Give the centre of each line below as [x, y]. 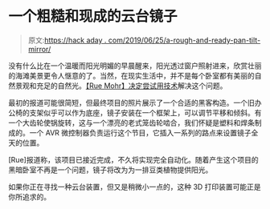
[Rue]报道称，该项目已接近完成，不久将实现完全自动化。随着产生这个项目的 [133, 159]
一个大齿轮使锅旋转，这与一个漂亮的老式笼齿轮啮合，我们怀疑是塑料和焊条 [131, 123]
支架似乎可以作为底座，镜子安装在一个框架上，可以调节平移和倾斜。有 [145, 112]
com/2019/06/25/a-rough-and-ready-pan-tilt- [184, 40]
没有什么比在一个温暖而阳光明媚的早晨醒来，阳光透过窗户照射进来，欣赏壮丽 [135, 66]
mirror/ [39, 49]
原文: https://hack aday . [67, 40]
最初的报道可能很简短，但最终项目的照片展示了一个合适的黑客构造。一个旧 [131, 102]
